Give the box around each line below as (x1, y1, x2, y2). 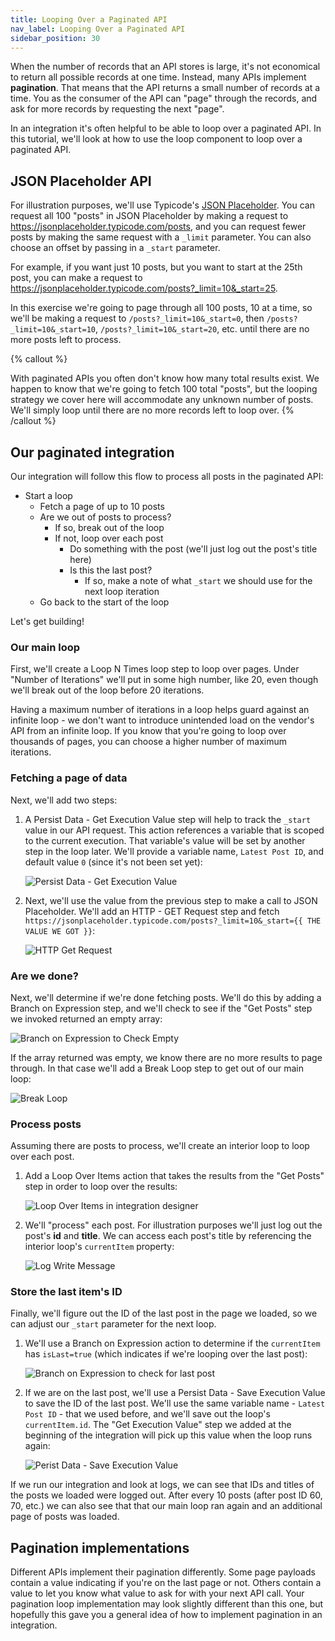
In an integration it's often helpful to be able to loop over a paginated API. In (10, 122, 322, 135)
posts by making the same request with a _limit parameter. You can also (10, 231, 312, 243)
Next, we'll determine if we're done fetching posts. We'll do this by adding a (10, 991, 322, 1003)
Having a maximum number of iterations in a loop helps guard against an (10, 704, 310, 716)
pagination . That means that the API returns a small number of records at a (10, 82, 321, 94)
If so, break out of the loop (54, 522, 165, 533)
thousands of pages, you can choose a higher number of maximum (10, 736, 288, 748)
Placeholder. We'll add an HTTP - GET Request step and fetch (24, 905, 280, 917)
